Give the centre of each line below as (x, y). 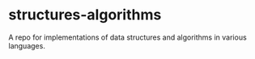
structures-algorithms (85, 15)
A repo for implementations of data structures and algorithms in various (127, 37)
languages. (27, 45)
